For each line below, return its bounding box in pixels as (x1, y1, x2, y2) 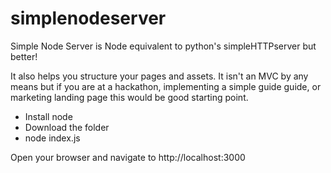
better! (10, 50, 38, 62)
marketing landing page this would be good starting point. (10, 91, 249, 103)
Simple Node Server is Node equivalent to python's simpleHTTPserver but (10, 40, 317, 52)
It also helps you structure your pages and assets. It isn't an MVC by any (10, 70, 309, 82)
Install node (24, 110, 73, 122)
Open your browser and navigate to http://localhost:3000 (10, 151, 246, 163)
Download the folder (24, 121, 110, 133)
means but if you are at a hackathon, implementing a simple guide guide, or (10, 80, 322, 92)
